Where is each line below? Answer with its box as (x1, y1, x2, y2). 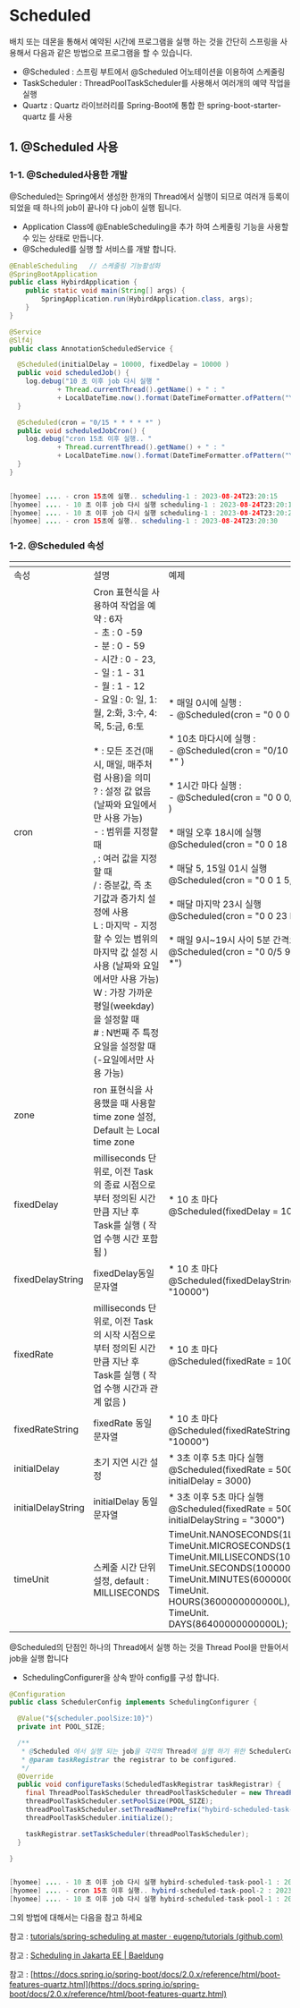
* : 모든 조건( (93, 744, 146, 757)
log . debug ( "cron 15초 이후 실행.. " (25, 435, 153, 444)
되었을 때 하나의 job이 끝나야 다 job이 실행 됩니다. (9, 202, 182, 213)
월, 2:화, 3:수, (93, 706, 147, 719)
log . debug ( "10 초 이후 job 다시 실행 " (25, 377, 161, 386)
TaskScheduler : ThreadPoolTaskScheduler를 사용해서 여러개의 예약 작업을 (21, 77, 291, 88)
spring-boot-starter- (206, 99, 281, 110)
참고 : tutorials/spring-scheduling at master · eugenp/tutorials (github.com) (9, 1931, 284, 1942)
